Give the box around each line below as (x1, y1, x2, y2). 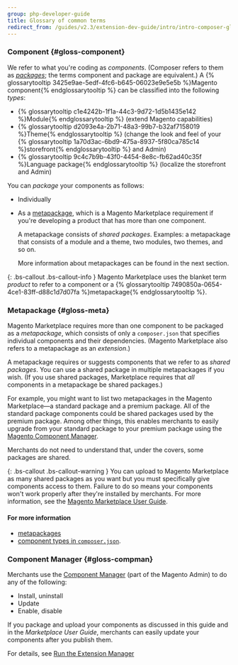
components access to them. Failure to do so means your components (7, 482, 213, 490)
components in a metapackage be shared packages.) (7, 380, 163, 389)
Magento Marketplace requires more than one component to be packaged (7, 321, 224, 330)
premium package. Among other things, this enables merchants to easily (7, 417, 219, 425)
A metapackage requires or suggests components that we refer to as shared (7, 358, 230, 366)
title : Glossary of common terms (7, 17, 106, 24)
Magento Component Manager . (7, 432, 99, 440)
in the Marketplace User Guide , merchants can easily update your (7, 628, 200, 637)
